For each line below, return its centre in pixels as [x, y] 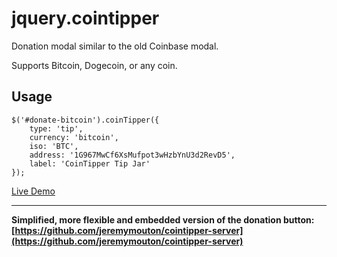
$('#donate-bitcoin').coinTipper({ [85, 120]
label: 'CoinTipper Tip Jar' [90, 163]
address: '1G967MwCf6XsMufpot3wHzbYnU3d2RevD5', [132, 155]
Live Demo [33, 191]
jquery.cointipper [85, 18]
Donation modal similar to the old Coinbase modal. [115, 46]
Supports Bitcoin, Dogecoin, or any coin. [94, 65]
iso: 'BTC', [54, 146]
